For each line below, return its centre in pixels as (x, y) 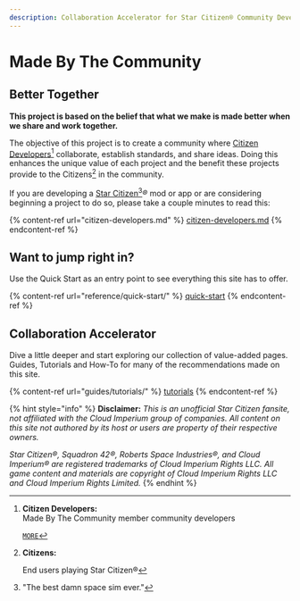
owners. (24, 438)
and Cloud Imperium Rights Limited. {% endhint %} (104, 483)
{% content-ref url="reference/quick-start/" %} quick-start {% (124, 296)
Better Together (54, 95)
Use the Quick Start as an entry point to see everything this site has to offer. (149, 279)
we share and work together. (64, 125)
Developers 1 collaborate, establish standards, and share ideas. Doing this (144, 153)
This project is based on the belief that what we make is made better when (150, 116)
